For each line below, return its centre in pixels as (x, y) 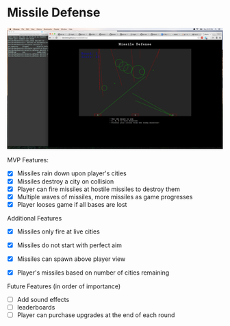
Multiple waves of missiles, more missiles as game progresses (105, 197)
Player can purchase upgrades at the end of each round (96, 315)
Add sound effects (43, 300)
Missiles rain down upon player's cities (72, 173)
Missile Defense (54, 13)
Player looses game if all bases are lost (72, 204)
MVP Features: (28, 160)
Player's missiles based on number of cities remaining (93, 273)
